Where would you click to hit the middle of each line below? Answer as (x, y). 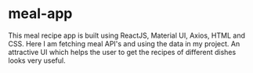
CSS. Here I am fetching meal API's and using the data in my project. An (124, 43)
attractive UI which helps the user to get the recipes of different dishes (122, 52)
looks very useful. (37, 60)
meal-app (40, 14)
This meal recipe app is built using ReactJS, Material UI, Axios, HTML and (127, 35)
